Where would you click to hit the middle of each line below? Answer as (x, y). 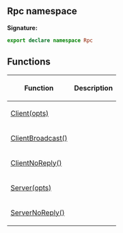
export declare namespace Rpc (50, 40)
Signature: (22, 27)
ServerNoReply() (38, 212)
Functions (29, 62)
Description (94, 88)
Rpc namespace (42, 11)
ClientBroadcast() (39, 138)
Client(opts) (30, 113)
